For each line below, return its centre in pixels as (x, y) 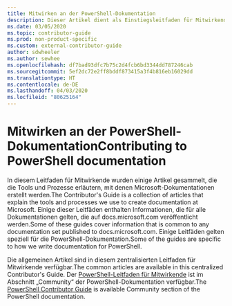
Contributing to (143, 146)
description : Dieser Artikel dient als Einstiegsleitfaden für (100, 20)
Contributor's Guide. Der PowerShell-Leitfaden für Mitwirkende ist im (105, 274)
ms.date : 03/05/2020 (37, 26)
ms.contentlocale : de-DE (43, 84)
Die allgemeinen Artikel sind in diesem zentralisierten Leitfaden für (101, 260)
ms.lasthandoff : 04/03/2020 (48, 91)
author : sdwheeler (33, 53)
